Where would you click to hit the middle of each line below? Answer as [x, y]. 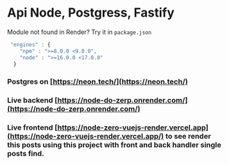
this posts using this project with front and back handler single [114, 145]
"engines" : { [30, 44]
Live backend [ [32, 101]
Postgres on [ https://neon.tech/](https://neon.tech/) [98, 82]
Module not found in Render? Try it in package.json [79, 32]
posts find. [26, 154]
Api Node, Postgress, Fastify [91, 13]
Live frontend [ [32, 128]
